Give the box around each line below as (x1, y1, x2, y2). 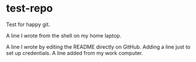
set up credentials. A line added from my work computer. (6, 49, 143, 56)
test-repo (6, 2, 53, 15)
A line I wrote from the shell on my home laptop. (6, 32, 122, 39)
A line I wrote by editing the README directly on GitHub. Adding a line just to (6, 43, 191, 50)
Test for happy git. (6, 21, 50, 28)
